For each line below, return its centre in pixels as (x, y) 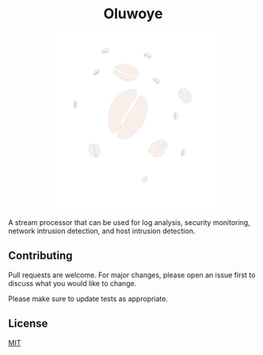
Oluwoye (133, 14)
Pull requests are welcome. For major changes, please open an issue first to (132, 275)
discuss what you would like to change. (72, 283)
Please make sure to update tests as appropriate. (88, 299)
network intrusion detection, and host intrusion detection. (102, 231)
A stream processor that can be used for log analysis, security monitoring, (130, 222)
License (28, 324)
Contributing (40, 256)
